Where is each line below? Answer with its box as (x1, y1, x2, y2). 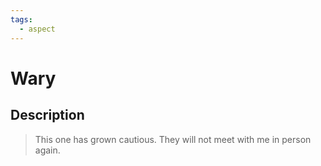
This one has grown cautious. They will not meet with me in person (34, 133, 312, 145)
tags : (10, 14, 33, 25)
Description (10, 107, 85, 124)
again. (34, 144, 61, 156)
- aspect (19, 24, 56, 34)
